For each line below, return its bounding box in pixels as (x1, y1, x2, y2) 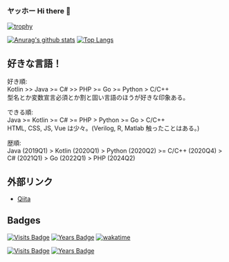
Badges (7, 215, 41, 227)
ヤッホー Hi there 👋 (7, 6, 71, 15)
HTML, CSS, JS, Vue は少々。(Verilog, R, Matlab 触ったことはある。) (7, 124, 200, 132)
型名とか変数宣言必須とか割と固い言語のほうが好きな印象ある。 (7, 94, 189, 102)
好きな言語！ (7, 58, 62, 69)
